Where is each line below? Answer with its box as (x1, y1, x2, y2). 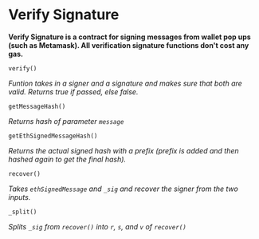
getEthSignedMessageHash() (8, 132, 98, 140)
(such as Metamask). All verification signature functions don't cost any (8, 40, 249, 50)
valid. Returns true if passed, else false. (8, 86, 139, 97)
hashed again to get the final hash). (8, 154, 126, 164)
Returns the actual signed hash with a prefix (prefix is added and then (8, 145, 239, 155)
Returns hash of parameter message (8, 116, 124, 125)
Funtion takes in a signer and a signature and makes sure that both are (8, 78, 243, 88)
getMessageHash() (8, 102, 66, 110)
